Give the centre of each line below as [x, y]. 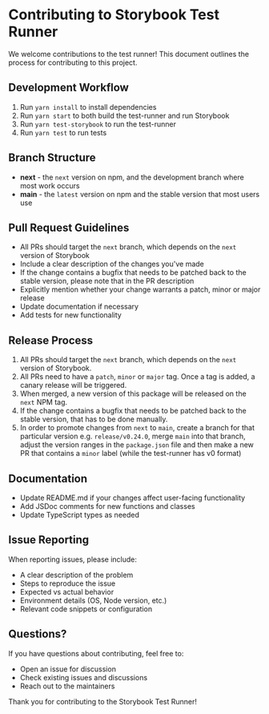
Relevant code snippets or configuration [86, 609]
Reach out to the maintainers [67, 686]
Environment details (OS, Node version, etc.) [93, 600]
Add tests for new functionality [70, 315]
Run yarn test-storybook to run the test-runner [98, 124]
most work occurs [50, 185]
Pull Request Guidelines [69, 227]
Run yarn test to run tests [63, 132]
